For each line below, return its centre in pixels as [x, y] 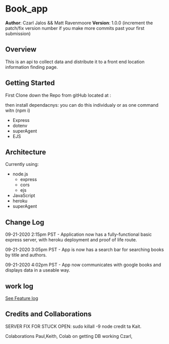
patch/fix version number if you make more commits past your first [75, 28]
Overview [21, 49]
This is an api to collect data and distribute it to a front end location [75, 62]
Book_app [27, 9]
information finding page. [32, 67]
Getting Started [30, 83]
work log [19, 286]
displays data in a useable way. [38, 270]
